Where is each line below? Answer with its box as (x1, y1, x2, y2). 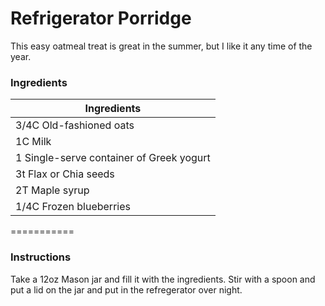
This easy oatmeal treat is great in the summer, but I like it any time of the (10, 40, 313, 52)
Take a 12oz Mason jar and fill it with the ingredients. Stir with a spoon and (10, 273, 316, 285)
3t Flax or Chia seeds (15, 167, 115, 181)
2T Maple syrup (15, 183, 90, 197)
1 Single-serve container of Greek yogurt (15, 151, 211, 165)
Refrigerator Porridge (10, 7, 192, 30)
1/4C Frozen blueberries (15, 200, 131, 214)
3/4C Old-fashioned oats (15, 118, 135, 132)
